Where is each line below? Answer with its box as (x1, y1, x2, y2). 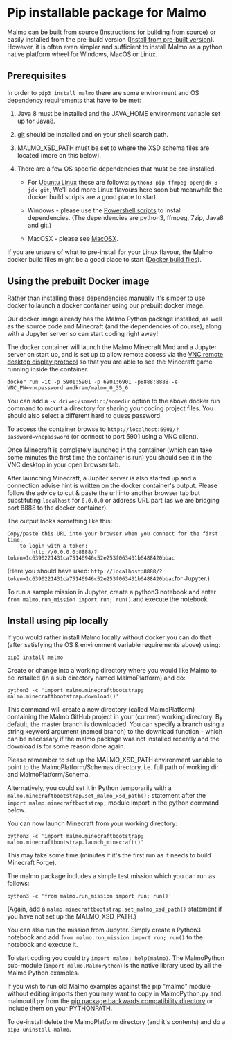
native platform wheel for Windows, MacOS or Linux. (7, 50, 158, 58)
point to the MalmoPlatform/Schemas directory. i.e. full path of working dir (7, 763, 220, 771)
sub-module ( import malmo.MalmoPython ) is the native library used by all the (7, 962, 222, 970)
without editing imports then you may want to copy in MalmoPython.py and (7, 989, 222, 998)
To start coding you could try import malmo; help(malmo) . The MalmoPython (7, 954, 225, 962)
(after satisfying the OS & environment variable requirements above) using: (7, 641, 220, 649)
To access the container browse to (7, 425, 106, 433)
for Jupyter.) (174, 574, 210, 582)
